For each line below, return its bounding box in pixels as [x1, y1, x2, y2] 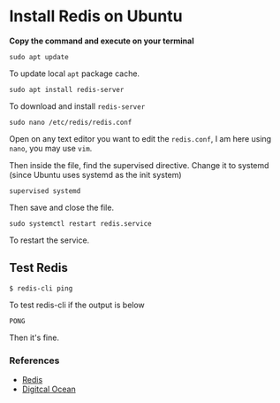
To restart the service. [9, 235, 90, 245]
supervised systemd [9, 186, 81, 196]
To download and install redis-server [9, 100, 146, 112]
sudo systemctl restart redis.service [9, 219, 152, 228]
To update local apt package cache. [9, 68, 140, 79]
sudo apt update [9, 52, 69, 61]
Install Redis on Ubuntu [9, 6, 183, 27]
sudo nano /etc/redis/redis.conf [9, 118, 132, 127]
